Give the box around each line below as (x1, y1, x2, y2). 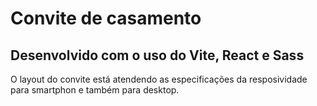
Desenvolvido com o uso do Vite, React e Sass (10, 47, 305, 64)
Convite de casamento (10, 7, 202, 30)
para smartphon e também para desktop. (10, 84, 180, 96)
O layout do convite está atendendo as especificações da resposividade (10, 73, 308, 85)
